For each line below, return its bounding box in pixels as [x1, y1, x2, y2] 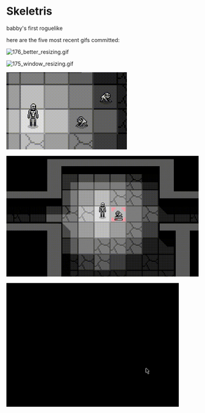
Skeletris [6, 4, 52, 18]
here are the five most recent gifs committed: [6, 36, 120, 43]
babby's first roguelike [6, 24, 63, 32]
